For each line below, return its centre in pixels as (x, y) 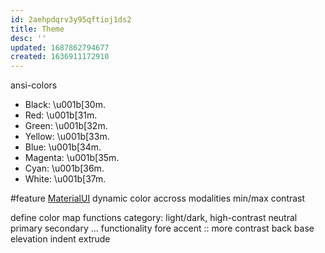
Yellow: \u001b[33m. (67, 137)
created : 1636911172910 (60, 57)
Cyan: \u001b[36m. (64, 168)
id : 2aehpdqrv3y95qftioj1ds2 (71, 19)
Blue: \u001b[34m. (63, 147)
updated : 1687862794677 (60, 47)
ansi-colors (34, 85)
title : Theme (37, 29)
